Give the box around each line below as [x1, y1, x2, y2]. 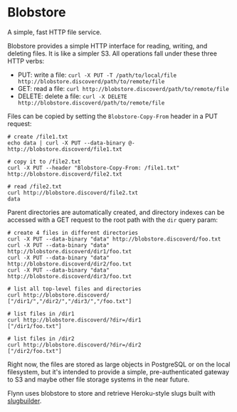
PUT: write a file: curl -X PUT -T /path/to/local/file [17, 70, 177, 79]
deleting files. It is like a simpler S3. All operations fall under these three [7, 49, 217, 58]
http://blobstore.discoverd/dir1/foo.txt [7, 248, 132, 255]
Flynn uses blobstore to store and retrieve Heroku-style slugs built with [7, 389, 216, 397]
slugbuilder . [7, 396, 42, 405]
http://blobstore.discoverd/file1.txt [7, 145, 122, 153]
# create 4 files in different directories [7, 229, 139, 236]
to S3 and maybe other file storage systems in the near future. [7, 375, 190, 384]
